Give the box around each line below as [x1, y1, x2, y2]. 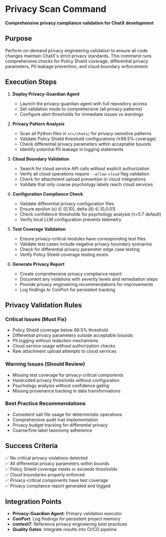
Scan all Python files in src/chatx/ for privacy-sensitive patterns [19, 130, 152, 136]
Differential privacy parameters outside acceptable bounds [12, 332, 133, 338]
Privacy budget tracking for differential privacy [12, 422, 108, 428]
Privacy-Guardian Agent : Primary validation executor [12, 511, 123, 517]
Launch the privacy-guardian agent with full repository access [19, 100, 148, 106]
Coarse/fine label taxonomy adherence [12, 427, 92, 433]
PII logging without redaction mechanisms [12, 338, 98, 344]
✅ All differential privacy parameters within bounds [5, 460, 109, 466]
